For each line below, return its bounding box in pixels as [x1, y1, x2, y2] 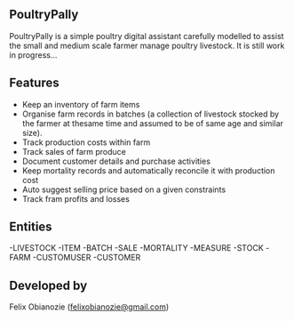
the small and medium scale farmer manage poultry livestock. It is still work [9, 40, 285, 51]
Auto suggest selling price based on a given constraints [21, 184, 226, 195]
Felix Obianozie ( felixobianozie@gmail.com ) [9, 301, 170, 312]
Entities [9, 220, 52, 235]
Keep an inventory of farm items [21, 99, 140, 109]
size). [21, 127, 43, 138]
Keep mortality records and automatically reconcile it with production [21, 165, 275, 176]
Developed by [9, 277, 88, 293]
